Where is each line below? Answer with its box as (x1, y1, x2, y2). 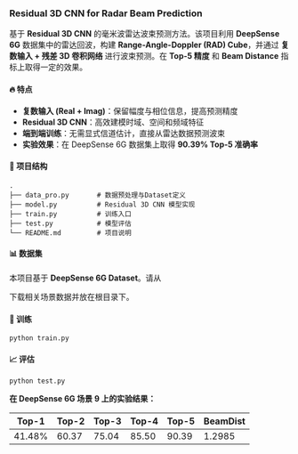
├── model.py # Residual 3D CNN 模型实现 (9, 199, 196, 209)
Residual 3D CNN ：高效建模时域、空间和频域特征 (21, 117, 205, 127)
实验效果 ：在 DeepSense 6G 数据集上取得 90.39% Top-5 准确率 (21, 139, 259, 150)
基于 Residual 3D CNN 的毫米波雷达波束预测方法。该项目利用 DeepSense (9, 28, 280, 39)
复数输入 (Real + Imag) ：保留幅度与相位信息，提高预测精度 (21, 105, 238, 116)
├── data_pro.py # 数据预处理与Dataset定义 (9, 191, 187, 199)
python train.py (9, 334, 69, 343)
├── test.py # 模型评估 (9, 219, 132, 228)
